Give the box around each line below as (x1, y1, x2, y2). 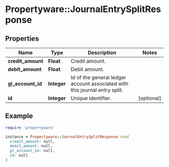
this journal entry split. (70, 87, 123, 94)
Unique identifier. (70, 95, 112, 102)
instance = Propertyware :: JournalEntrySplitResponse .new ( (5, 134, 129, 139)
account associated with (70, 80, 129, 87)
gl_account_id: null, (10, 148, 55, 153)
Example (5, 112, 33, 120)
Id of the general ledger (70, 74, 127, 81)
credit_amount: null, (10, 139, 55, 144)
